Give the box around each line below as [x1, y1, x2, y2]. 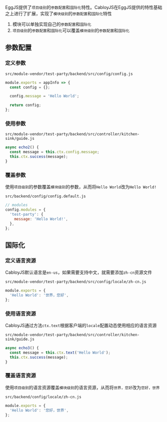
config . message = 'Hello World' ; [9, 94, 79, 99]
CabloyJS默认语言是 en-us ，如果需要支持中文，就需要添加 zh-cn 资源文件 [5, 269, 152, 276]
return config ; [9, 103, 41, 108]
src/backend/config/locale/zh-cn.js [5, 394, 81, 400]
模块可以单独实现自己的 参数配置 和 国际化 [12, 21, 91, 27]
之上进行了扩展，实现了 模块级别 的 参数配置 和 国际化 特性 [5, 10, 112, 16]
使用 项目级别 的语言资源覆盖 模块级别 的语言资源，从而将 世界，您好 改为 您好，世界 [5, 384, 160, 391]
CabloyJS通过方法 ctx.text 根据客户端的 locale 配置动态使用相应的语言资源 [5, 323, 157, 329]
